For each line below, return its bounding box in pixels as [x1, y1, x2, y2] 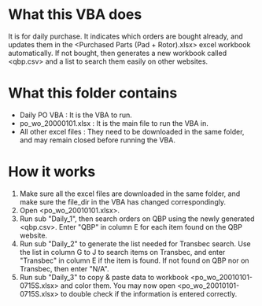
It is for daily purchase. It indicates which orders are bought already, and [8, 31, 243, 41]
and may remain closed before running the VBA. [19, 135, 175, 145]
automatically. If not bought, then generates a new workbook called [8, 48, 227, 57]
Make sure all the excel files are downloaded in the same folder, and [19, 189, 241, 198]
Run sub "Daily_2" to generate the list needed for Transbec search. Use [19, 238, 251, 249]
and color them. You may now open [60, 281, 175, 290]
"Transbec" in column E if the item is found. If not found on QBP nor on [19, 256, 249, 265]
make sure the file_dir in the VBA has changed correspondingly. [19, 197, 227, 206]
